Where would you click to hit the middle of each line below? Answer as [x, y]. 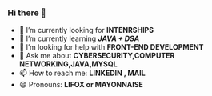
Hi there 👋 [27, 13]
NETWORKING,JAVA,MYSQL [68, 64]
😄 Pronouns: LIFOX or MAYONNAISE [81, 85]
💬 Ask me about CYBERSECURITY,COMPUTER [97, 56]
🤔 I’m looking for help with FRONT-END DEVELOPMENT [111, 47]
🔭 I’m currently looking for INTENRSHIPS [86, 30]
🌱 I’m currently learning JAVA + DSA [79, 38]
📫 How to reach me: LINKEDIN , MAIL [82, 73]
